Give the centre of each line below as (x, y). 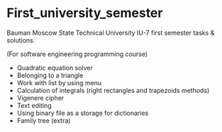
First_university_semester (85, 13)
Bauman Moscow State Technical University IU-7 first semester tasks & (111, 33)
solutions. (21, 40)
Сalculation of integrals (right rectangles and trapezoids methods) (113, 90)
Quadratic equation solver (55, 67)
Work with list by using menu (59, 82)
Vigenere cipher (40, 98)
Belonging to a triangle (50, 75)
